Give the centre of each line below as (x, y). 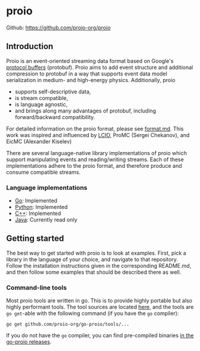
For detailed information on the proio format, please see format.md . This (95, 128)
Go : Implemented (36, 201)
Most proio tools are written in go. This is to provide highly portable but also (99, 301)
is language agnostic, (41, 104)
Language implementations (47, 187)
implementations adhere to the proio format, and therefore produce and (94, 165)
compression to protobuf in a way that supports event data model (87, 74)
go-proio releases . (29, 342)
